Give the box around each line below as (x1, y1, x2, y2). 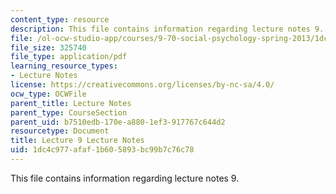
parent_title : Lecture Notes (10, 98, 132, 108)
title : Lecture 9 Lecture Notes (10, 136, 145, 146)
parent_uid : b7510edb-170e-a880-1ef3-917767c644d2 (10, 117, 226, 127)
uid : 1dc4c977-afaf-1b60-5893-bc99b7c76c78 (10, 145, 195, 155)
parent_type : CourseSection (10, 107, 128, 118)
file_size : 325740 (10, 42, 87, 53)
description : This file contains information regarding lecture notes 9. (10, 24, 325, 34)
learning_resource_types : (10, 61, 118, 71)
